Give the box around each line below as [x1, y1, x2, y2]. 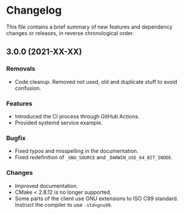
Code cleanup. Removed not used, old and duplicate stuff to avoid [14, 78, 177, 85]
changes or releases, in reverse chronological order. [6, 29, 134, 36]
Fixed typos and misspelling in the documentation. [14, 147, 139, 155]
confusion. [14, 84, 42, 92]
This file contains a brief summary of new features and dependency [6, 23, 173, 30]
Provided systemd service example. [14, 119, 103, 126]
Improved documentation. [14, 182, 79, 189]
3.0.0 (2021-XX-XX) [6, 47, 82, 57]
